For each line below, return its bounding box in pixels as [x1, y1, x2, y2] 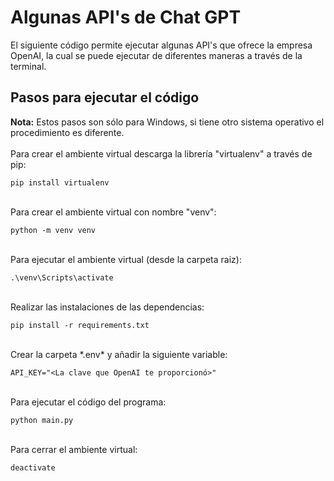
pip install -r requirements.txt [10, 320, 150, 330]
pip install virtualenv [10, 177, 110, 188]
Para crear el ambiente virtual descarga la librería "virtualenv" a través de [10, 147, 313, 160]
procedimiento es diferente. [10, 126, 125, 138]
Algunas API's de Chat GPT [10, 6, 242, 29]
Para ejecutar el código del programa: [10, 396, 167, 408]
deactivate [10, 462, 56, 473]
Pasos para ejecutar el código [10, 89, 200, 106]
